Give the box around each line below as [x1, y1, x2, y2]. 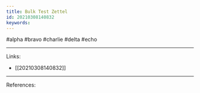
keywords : [6, 20, 31, 25]
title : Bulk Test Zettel [6, 8, 68, 15]
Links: [6, 53, 21, 60]
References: [6, 81, 36, 89]
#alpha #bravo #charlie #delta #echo [6, 36, 97, 43]
